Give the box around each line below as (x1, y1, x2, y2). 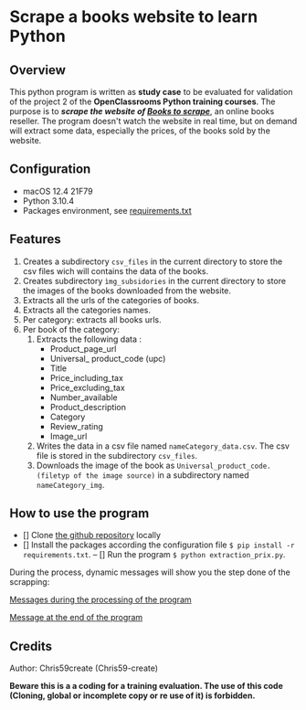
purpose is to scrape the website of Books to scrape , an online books (9, 106, 275, 116)
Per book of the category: (22, 323, 121, 334)
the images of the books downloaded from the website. (22, 285, 231, 296)
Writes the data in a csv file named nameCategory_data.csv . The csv (36, 440, 290, 451)
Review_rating (49, 420, 103, 431)
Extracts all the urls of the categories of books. (22, 294, 199, 305)
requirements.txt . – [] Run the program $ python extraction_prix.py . (22, 549, 286, 560)
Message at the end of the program (9, 612, 143, 623)
